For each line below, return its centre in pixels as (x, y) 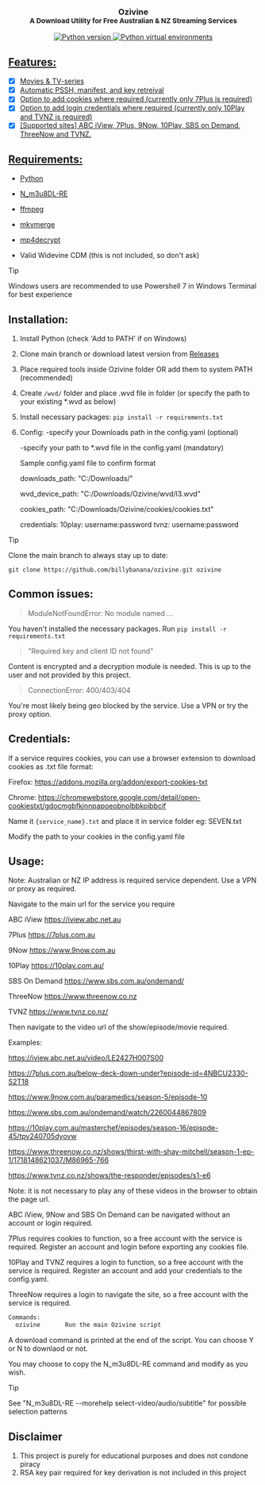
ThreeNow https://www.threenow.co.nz (73, 996)
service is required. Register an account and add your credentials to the (125, 1271)
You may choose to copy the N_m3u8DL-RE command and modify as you (128, 1364)
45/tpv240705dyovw (42, 1137)
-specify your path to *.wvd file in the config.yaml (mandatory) (122, 448)
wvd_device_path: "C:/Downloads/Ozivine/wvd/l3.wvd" (110, 494)
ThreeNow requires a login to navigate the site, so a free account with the (128, 1295)
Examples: (25, 1043)
